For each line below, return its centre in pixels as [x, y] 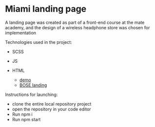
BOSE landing [33, 85]
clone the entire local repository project [52, 104]
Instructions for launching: [31, 94]
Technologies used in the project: [39, 42]
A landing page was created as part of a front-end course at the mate [75, 22]
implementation [21, 33]
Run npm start [26, 119]
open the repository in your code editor [51, 109]
